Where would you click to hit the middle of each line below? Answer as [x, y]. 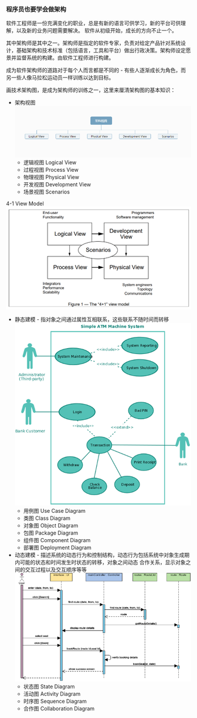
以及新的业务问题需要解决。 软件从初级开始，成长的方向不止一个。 [96, 31]
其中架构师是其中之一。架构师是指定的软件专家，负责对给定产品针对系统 [93, 43]
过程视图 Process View [51, 169]
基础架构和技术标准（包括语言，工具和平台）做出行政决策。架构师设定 [101, 51]
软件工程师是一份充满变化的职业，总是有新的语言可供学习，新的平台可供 [93, 23]
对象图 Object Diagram [51, 525]
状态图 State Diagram [49, 687]
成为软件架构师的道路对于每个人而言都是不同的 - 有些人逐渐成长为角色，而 [96, 70]
